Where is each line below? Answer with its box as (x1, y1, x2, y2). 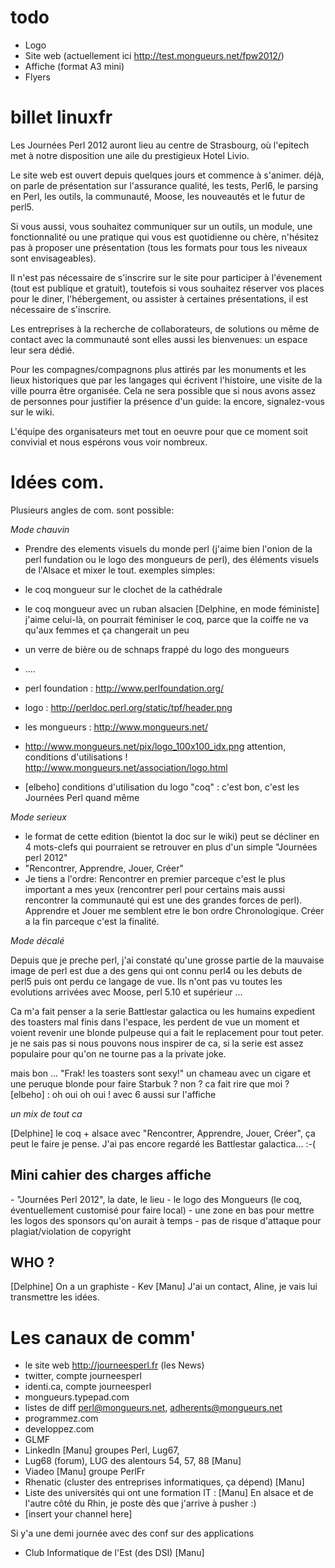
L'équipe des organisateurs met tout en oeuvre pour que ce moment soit (10, 425, 308, 437)
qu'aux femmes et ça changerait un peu (24, 624, 190, 636)
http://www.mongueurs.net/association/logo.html (24, 761, 228, 773)
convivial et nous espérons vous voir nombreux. (10, 436, 208, 448)
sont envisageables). (10, 252, 97, 264)
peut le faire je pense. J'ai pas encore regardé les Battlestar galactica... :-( (10, 1137, 316, 1150)
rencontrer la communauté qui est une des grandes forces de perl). (24, 894, 303, 906)
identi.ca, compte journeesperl (24, 1381, 152, 1393)
